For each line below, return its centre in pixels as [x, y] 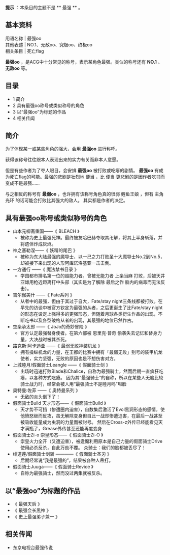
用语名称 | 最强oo [23, 38]
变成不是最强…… [23, 183]
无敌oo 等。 [18, 68]
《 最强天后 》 [27, 504]
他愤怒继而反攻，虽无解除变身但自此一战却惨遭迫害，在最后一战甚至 [91, 416]
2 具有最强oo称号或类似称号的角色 [48, 105]
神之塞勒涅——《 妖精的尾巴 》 [45, 251]
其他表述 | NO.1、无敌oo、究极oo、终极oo [49, 44]
